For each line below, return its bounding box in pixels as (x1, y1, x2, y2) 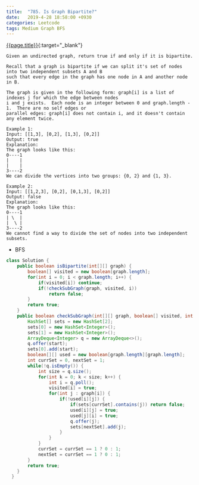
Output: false (6, 194, 42, 200)
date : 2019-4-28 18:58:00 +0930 (6, 14, 92, 20)
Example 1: (6, 126, 33, 132)
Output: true (6, 136, 39, 143)
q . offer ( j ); (70, 418, 100, 424)
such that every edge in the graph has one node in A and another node (6, 74, 188, 80)
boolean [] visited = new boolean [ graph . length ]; (27, 269, 151, 275)
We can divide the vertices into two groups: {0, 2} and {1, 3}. (6, 173, 172, 179)
